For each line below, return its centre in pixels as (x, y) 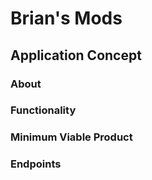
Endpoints (36, 164)
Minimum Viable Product (71, 137)
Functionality (43, 110)
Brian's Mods (66, 18)
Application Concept (76, 55)
